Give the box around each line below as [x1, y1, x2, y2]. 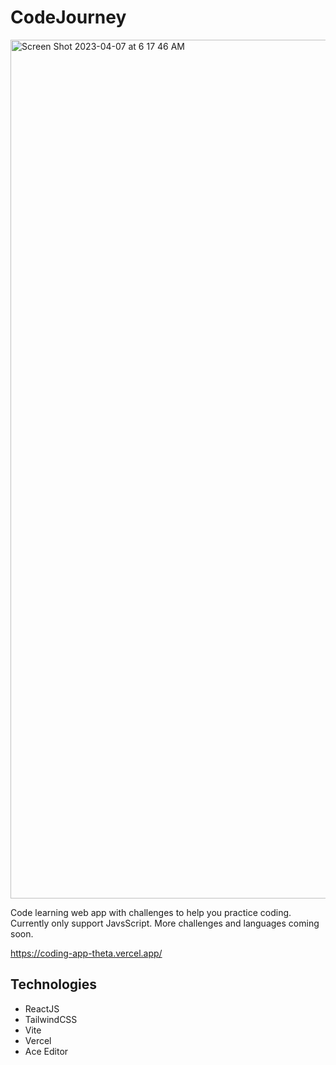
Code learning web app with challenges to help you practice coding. [10, 906, 292, 918]
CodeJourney [10, 6, 127, 29]
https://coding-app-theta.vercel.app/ [10, 947, 163, 959]
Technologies [10, 976, 98, 993]
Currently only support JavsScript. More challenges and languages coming [10, 917, 320, 929]
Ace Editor [24, 1045, 69, 1057]
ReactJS [24, 1002, 60, 1015]
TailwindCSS [24, 1013, 78, 1025]
